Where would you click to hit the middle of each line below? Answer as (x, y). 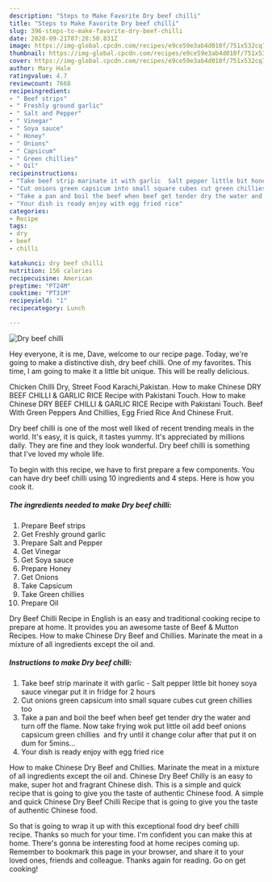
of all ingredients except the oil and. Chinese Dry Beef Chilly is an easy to (131, 775)
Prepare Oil (40, 603)
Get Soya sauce (47, 560)
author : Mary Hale (40, 69)
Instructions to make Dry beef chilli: (71, 662)
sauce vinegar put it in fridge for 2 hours (88, 691)
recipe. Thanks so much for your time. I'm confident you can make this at (131, 834)
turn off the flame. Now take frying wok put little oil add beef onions (134, 726)
